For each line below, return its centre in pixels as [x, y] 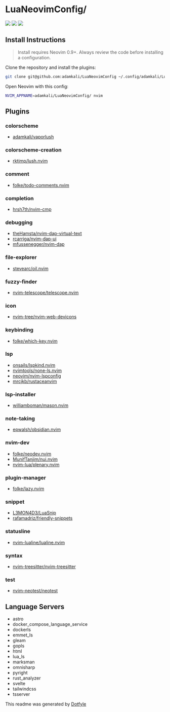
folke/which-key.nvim [35, 341]
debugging [19, 222]
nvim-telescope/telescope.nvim [46, 292]
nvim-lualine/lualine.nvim [38, 542]
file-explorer [21, 257]
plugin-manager [26, 477]
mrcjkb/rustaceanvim [35, 381]
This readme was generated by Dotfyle [46, 704]
